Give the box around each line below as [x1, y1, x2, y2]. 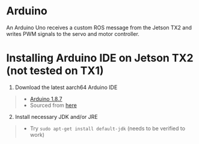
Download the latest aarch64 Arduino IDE [14, 84, 118, 91]
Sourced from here [29, 102, 77, 109]
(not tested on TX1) [6, 64, 104, 78]
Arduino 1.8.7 [29, 95, 63, 102]
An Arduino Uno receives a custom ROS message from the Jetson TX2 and [6, 24, 192, 31]
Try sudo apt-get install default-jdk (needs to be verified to [29, 124, 185, 132]
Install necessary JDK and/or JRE [14, 113, 98, 120]
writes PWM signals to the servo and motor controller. [6, 30, 139, 37]
